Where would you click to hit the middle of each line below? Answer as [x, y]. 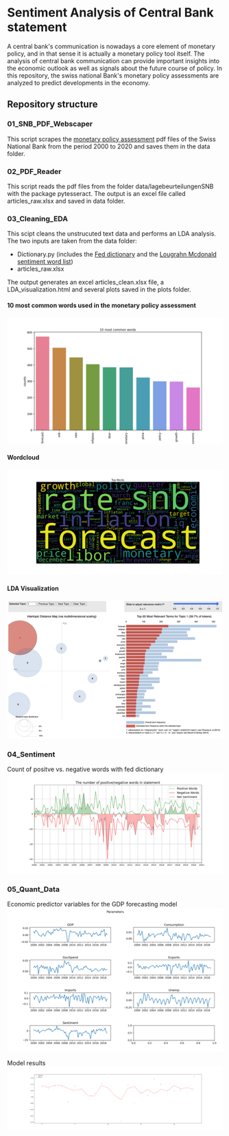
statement [37, 27]
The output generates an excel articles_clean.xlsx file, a [86, 282]
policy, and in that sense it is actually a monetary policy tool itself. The [106, 54]
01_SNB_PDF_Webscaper [50, 124]
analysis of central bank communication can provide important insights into [113, 60]
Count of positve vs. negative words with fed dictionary [85, 769]
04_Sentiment [31, 754]
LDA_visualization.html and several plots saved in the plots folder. [99, 289]
